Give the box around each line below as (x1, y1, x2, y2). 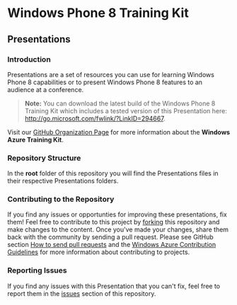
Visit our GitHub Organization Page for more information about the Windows (7, 127, 231, 136)
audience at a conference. (7, 85, 84, 93)
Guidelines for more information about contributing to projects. (7, 248, 190, 256)
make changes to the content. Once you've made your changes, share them (7, 225, 229, 234)
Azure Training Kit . (7, 135, 64, 144)
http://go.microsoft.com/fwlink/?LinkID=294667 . (24, 114, 166, 122)
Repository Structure (7, 153, 81, 163)
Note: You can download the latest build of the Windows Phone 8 (24, 99, 216, 108)
